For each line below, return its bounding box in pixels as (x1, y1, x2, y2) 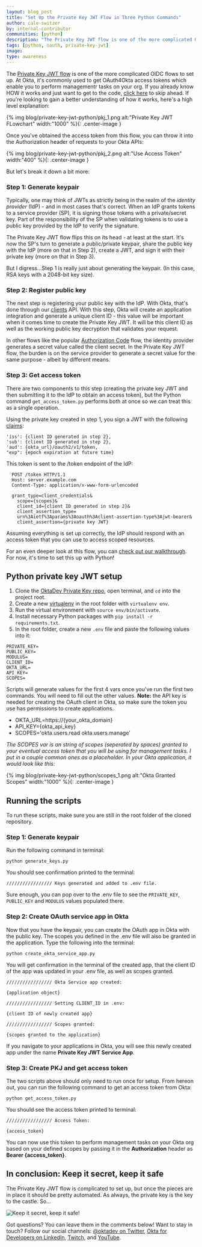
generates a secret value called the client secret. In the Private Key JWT (6, 343, 185, 351)
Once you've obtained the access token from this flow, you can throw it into (6, 132, 194, 139)
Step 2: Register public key (6, 286, 87, 294)
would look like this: (6, 760, 55, 768)
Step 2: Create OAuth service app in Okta (6, 913, 129, 921)
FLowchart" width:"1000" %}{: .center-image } (6, 120, 121, 127)
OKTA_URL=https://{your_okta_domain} (14, 716, 113, 724)
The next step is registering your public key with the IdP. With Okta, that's (6, 300, 188, 307)
